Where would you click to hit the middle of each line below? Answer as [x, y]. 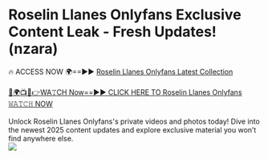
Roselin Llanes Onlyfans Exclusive [125, 15]
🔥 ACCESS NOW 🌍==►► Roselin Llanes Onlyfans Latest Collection [121, 71]
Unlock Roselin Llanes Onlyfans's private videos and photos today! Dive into [134, 121]
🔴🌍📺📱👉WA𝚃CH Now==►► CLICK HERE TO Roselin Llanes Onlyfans [125, 92]
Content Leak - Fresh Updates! [112, 32]
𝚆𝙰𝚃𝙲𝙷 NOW [31, 104]
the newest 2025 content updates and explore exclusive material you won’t [132, 129]
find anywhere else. [41, 138]
